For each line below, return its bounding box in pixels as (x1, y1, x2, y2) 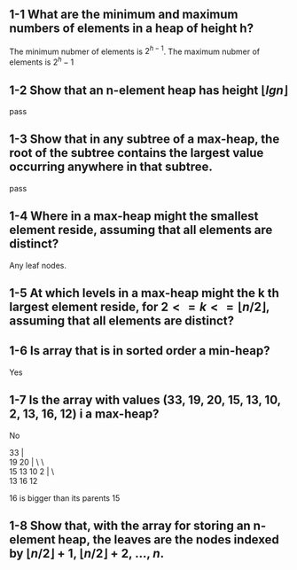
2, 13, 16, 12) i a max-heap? (9, 407, 160, 422)
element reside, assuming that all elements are (9, 223, 273, 238)
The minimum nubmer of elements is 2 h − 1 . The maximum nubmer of (9, 44, 261, 57)
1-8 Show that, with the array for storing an (9, 518, 251, 533)
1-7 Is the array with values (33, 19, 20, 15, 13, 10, (9, 393, 281, 408)
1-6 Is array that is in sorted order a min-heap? (9, 343, 270, 358)
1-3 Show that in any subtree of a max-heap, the (9, 132, 280, 147)
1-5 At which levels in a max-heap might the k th (9, 285, 279, 301)
